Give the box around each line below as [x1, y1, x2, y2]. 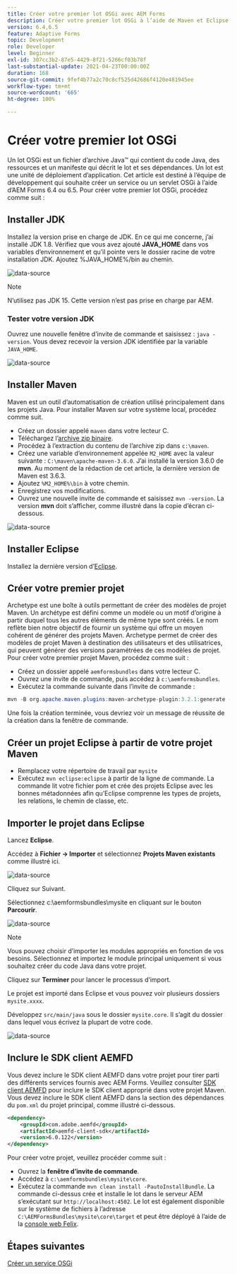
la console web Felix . [17, 1220, 79, 1228]
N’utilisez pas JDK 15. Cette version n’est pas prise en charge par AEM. [7, 296, 214, 305]
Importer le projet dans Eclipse [7, 817, 145, 829]
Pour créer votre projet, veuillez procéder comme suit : [7, 1153, 166, 1162]
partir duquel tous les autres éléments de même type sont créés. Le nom [7, 616, 219, 625]
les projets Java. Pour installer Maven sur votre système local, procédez [7, 405, 217, 413]
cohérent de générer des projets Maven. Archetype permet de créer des [7, 631, 217, 639]
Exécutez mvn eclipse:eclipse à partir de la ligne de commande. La [17, 774, 214, 783]
